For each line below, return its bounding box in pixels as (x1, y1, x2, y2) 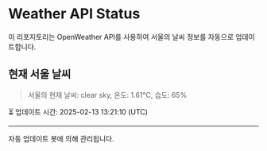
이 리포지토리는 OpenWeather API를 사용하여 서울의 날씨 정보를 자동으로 (8, 32, 234, 41)
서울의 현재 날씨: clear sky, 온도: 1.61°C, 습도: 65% (27, 90, 188, 99)
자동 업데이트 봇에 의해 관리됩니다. (8, 134, 114, 143)
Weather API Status (8, 5, 141, 23)
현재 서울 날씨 (8, 68, 72, 81)
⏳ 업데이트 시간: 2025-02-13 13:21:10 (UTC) (8, 106, 149, 116)
